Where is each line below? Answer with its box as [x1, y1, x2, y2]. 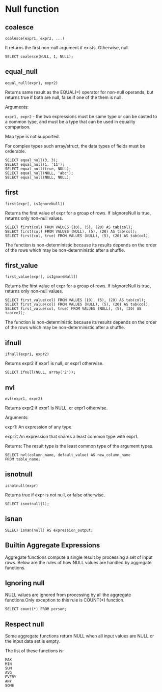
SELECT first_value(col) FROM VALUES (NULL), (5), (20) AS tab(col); [5, 302, 151, 307]
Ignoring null [5, 579, 45, 587]
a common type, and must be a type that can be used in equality [5, 119, 136, 124]
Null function [5, 3, 59, 15]
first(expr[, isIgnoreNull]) [5, 201, 65, 206]
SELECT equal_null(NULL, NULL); [5, 175, 71, 180]
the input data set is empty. [5, 638, 60, 644]
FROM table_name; [5, 457, 41, 462]
